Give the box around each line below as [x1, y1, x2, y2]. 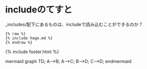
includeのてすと [5, 4, 72, 15]
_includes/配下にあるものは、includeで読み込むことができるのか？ [5, 21, 143, 27]
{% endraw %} [5, 40, 33, 45]
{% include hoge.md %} [5, 35, 53, 41]
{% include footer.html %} [5, 49, 59, 55]
